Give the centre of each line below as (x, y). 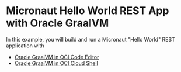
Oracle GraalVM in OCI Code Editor (57, 57)
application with (25, 46)
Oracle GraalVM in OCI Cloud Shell (56, 63)
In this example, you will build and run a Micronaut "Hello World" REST (90, 39)
